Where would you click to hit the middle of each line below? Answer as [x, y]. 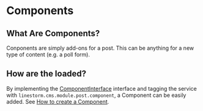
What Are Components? [53, 33]
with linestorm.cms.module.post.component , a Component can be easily [96, 95]
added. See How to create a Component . [58, 101]
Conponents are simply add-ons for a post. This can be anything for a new [100, 48]
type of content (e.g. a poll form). [48, 55]
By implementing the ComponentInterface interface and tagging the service [102, 88]
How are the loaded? [46, 74]
